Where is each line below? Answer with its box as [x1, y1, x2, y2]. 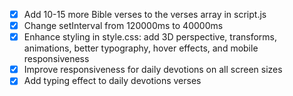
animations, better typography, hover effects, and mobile [23, 42, 259, 54]
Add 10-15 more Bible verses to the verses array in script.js [23, 9, 267, 20]
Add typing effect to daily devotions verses [23, 75, 202, 87]
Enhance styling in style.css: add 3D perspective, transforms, [23, 31, 278, 43]
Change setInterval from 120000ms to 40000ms [23, 20, 224, 32]
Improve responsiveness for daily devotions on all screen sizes [23, 64, 283, 76]
